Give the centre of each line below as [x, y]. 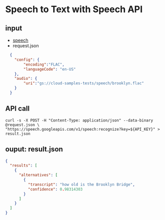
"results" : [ [24, 166]
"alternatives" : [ [38, 175]
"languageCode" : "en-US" [50, 69]
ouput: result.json [34, 149]
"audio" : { [26, 79]
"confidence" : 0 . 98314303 [55, 189]
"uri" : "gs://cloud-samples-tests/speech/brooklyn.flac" [84, 83]
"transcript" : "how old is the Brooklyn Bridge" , [81, 184]
